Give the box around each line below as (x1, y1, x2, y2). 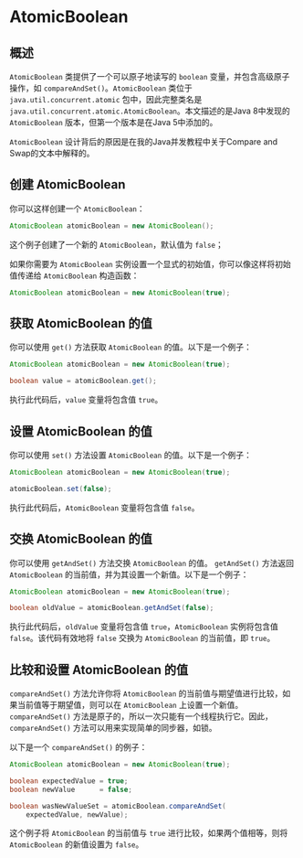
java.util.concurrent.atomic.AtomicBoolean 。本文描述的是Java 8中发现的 (9, 105, 290, 116)
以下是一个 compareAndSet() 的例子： (9, 742, 148, 753)
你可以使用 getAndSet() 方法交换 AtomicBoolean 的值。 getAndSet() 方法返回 (9, 557, 295, 568)
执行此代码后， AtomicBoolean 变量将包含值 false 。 (9, 501, 200, 513)
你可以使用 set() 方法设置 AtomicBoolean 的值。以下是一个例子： (9, 449, 253, 460)
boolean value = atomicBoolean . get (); (9, 377, 157, 386)
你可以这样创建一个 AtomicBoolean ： (9, 203, 146, 214)
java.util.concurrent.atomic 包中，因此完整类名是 (9, 94, 203, 104)
